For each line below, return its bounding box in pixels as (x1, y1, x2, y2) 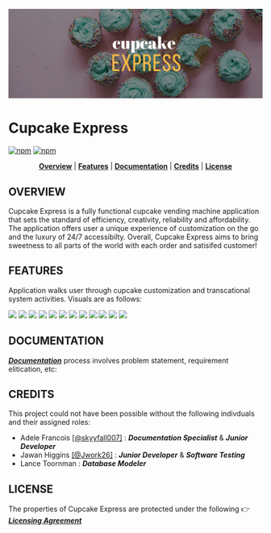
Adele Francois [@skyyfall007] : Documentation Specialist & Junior (19, 433, 248, 443)
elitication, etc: (8, 364, 58, 374)
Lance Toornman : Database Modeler (19, 459, 147, 468)
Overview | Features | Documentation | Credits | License (39, 162, 232, 171)
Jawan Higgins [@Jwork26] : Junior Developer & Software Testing (19, 450, 246, 460)
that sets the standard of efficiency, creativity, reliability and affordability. (8, 215, 251, 225)
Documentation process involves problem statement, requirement (8, 355, 229, 365)
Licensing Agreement (8, 516, 82, 526)
